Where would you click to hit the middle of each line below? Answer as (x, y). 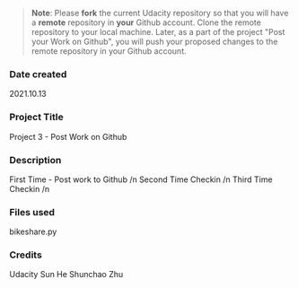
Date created (38, 74)
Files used (32, 212)
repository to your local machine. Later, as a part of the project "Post (158, 32)
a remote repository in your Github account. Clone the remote (146, 22)
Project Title (37, 118)
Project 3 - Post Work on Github (68, 136)
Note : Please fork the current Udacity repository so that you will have (160, 13)
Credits (26, 255)
